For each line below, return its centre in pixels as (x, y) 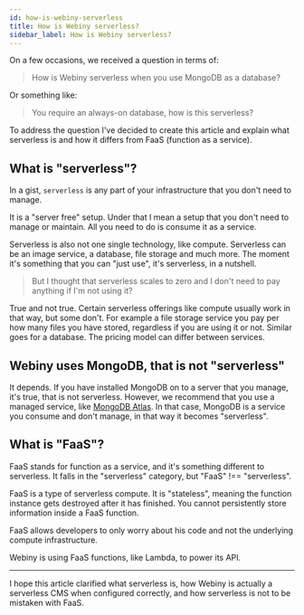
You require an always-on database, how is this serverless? (142, 113)
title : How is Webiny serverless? (75, 26)
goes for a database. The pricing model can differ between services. (137, 337)
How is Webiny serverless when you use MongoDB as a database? (156, 78)
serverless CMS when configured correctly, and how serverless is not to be (150, 592)
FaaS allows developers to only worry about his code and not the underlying (152, 530)
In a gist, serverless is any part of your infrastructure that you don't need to (151, 190)
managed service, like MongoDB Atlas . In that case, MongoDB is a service (147, 407)
